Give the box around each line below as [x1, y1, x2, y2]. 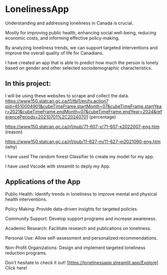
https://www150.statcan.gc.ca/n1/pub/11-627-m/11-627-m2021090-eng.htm [5, 138, 161, 144]
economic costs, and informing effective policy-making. [5, 35, 120, 41]
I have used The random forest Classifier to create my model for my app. [5, 153, 155, 159]
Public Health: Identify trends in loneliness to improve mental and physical [5, 191, 157, 197]
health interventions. [5, 196, 47, 202]
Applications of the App [5, 178, 81, 186]
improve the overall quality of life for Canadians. [5, 50, 104, 56]
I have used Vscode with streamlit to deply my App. [5, 163, 111, 169]
